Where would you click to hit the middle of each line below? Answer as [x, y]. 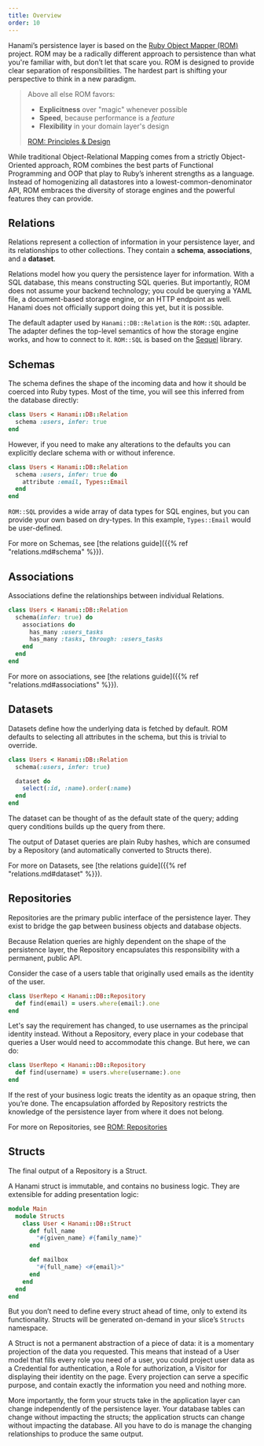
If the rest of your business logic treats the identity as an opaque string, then [132, 1095]
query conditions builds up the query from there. [87, 827]
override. [23, 745]
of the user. [27, 981]
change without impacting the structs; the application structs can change [126, 1417]
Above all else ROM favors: [71, 94]
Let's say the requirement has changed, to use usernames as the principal [128, 1026]
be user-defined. [35, 528]
